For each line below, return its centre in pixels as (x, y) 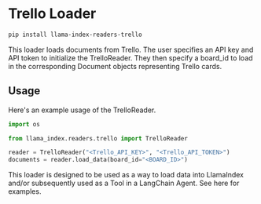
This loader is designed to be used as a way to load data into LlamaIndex (126, 175)
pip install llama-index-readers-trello (75, 35)
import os (24, 124)
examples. (25, 191)
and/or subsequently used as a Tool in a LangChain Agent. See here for (124, 183)
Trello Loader (52, 14)
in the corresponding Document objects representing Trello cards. (115, 66)
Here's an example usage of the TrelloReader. (82, 110)
